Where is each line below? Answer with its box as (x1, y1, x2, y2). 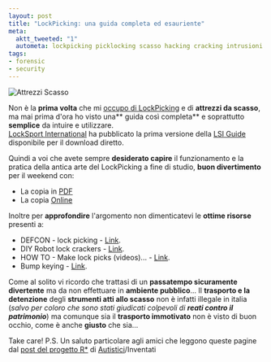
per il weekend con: (8, 170, 75, 180)
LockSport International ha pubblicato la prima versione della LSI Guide (8, 129, 246, 138)
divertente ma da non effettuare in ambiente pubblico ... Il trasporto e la (8, 286, 250, 295)
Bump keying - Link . (19, 261, 88, 271)
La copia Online (19, 194, 73, 204)
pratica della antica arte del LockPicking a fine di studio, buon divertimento (8, 162, 261, 172)
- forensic (8, 58, 45, 66)
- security (8, 65, 45, 73)
